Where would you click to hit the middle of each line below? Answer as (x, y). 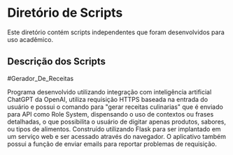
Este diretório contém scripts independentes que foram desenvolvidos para (116, 32)
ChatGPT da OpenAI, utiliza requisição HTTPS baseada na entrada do (108, 99)
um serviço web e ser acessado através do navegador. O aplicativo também (116, 136)
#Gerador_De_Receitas (41, 78)
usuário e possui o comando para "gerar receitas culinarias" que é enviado (115, 107)
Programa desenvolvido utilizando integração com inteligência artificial (110, 91)
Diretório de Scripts (65, 13)
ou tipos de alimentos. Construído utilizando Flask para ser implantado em (114, 129)
